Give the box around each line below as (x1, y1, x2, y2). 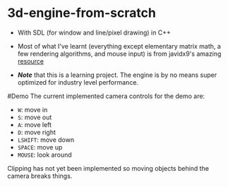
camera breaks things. (7, 171, 73, 180)
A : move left (17, 120, 52, 128)
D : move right (17, 128, 56, 136)
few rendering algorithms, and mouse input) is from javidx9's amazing (17, 49, 222, 58)
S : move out (17, 113, 52, 121)
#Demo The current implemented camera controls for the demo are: (7, 92, 205, 100)
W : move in (17, 105, 48, 114)
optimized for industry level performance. (17, 78, 139, 86)
